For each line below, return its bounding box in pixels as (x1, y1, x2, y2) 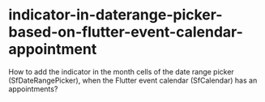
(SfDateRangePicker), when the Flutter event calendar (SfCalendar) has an (8, 75, 258, 85)
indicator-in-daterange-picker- (8, 6, 223, 24)
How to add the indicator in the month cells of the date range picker (8, 66, 235, 76)
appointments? (8, 83, 58, 94)
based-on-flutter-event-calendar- (8, 23, 243, 41)
